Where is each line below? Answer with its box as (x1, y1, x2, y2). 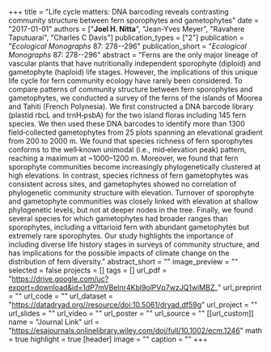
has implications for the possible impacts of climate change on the (8, 248, 230, 258)
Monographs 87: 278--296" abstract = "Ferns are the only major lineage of (8, 50, 259, 59)
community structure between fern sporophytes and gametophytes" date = (8, 15, 260, 25)
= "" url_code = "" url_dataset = (8, 291, 113, 301)
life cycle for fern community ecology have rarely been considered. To (8, 76, 243, 85)
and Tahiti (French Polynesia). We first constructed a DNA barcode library (8, 101, 254, 111)
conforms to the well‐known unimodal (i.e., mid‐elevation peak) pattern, (8, 145, 247, 154)
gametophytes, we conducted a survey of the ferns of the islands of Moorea (8, 93, 263, 102)
